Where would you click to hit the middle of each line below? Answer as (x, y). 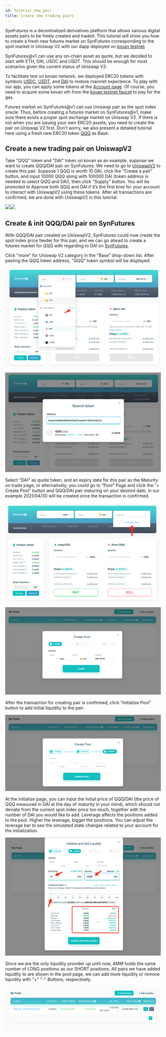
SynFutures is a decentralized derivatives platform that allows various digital (83, 30)
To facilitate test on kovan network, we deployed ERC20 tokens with (74, 76)
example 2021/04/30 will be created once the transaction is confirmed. (77, 496)
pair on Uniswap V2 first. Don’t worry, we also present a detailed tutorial (79, 128)
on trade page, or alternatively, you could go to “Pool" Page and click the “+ (82, 485)
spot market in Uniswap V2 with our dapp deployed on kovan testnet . (76, 46)
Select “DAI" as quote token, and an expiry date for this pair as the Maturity (82, 480)
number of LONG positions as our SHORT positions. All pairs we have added (83, 969)
